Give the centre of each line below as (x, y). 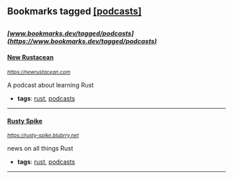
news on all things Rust (40, 148)
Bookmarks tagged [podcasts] (75, 11)
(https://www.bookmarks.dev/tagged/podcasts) (82, 41)
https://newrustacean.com (39, 72)
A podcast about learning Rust (51, 85)
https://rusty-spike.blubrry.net (43, 136)
